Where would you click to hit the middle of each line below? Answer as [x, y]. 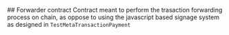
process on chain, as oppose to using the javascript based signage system [113, 17]
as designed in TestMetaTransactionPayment [69, 24]
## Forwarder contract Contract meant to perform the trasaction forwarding [115, 10]
